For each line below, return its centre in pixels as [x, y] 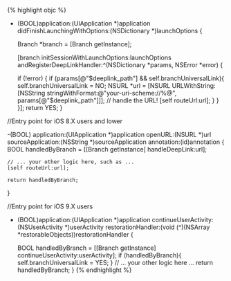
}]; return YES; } [40, 108]
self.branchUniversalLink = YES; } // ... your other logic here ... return [115, 263]
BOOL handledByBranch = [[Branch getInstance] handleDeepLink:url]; [107, 149]
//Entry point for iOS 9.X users [50, 206]
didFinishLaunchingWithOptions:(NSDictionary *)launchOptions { [110, 31]
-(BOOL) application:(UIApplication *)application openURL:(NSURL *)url [109, 135]
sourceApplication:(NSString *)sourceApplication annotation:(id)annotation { [116, 142]
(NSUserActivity [40, 227]
